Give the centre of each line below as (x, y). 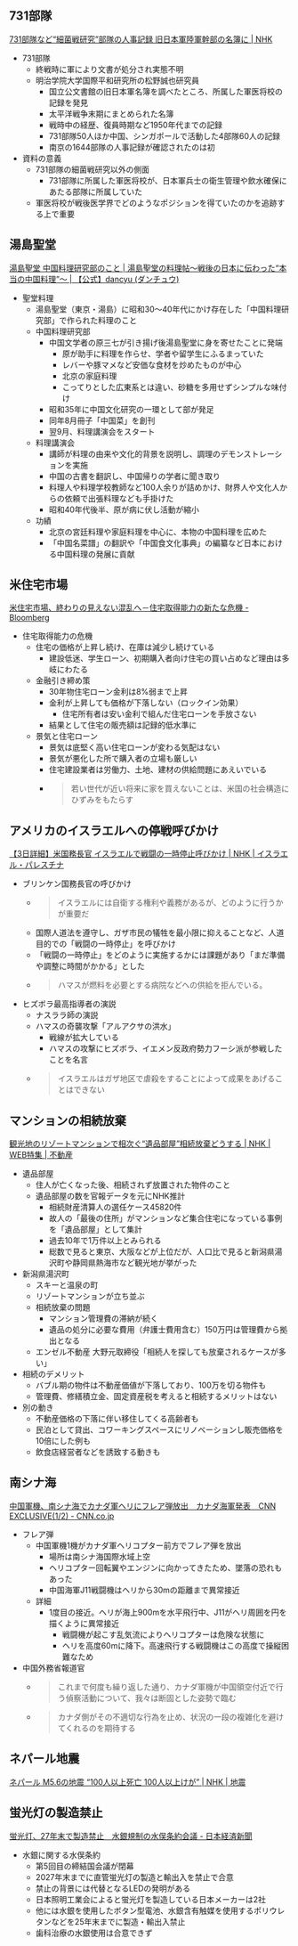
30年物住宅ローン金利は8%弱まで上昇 (118, 692)
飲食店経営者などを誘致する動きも (98, 1452)
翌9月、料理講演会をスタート (102, 431)
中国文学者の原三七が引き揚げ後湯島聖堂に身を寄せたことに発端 (165, 342)
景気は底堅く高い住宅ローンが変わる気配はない (134, 747)
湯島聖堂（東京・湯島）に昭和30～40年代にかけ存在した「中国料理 (158, 309)
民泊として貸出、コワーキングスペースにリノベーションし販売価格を (159, 1430)
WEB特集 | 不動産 (41, 1155)
